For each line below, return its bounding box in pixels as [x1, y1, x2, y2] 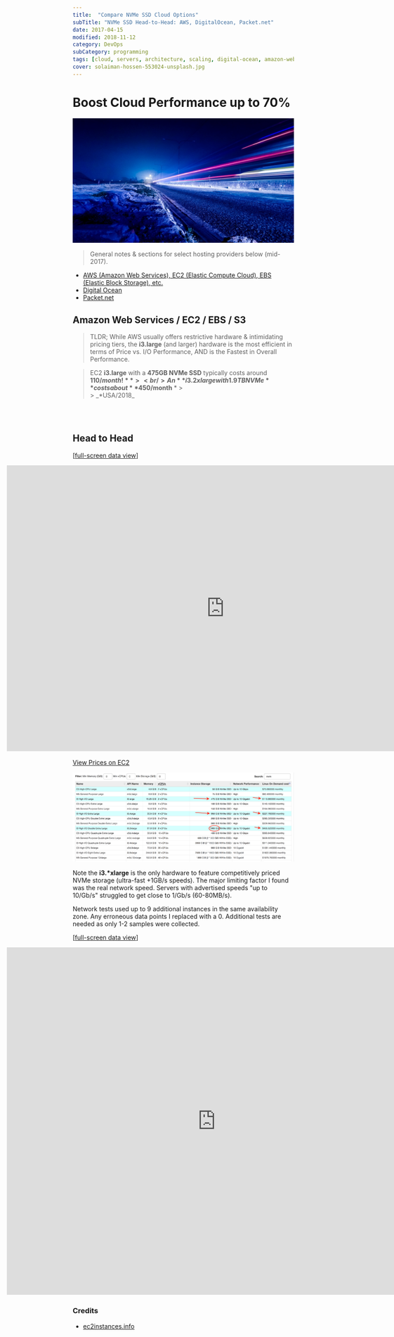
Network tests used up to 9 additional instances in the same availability [72, 905, 278, 913]
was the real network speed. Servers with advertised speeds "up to [72, 884, 268, 892]
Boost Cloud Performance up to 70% [72, 94, 291, 110]
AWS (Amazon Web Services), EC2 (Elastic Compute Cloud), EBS [82, 271, 272, 279]
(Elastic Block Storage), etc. [82, 279, 164, 287]
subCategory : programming [72, 49, 148, 56]
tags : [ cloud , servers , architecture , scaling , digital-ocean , [72, 56, 262, 63]
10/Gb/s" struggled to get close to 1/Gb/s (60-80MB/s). [72, 891, 232, 900]
